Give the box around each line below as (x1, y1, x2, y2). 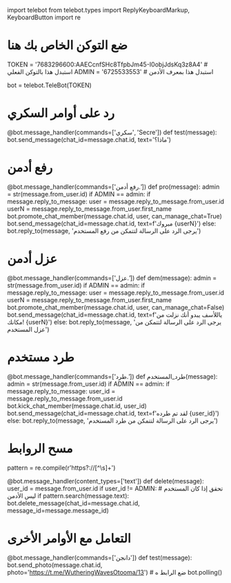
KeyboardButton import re (7, 13, 81, 21)
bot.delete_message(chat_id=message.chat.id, (7, 499, 140, 507)
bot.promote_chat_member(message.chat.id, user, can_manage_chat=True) (7, 212, 223, 220)
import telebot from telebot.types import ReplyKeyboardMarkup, (7, 6, 190, 14)
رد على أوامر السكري (7, 105, 115, 121)
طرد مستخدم (7, 349, 74, 365)
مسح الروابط (7, 441, 74, 456)
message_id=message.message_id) (7, 506, 109, 515)
